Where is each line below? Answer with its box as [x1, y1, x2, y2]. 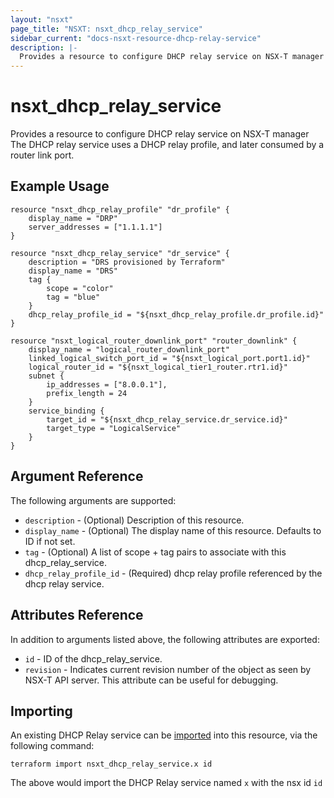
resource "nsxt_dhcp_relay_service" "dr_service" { [10, 248, 230, 258]
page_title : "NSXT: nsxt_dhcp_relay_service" [10, 24, 203, 34]
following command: [10, 740, 95, 752]
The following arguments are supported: [10, 494, 177, 506]
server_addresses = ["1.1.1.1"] [28, 222, 163, 232]
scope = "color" [46, 283, 114, 293]
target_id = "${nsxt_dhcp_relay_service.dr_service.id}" [46, 414, 288, 425]
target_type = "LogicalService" [46, 423, 182, 433]
